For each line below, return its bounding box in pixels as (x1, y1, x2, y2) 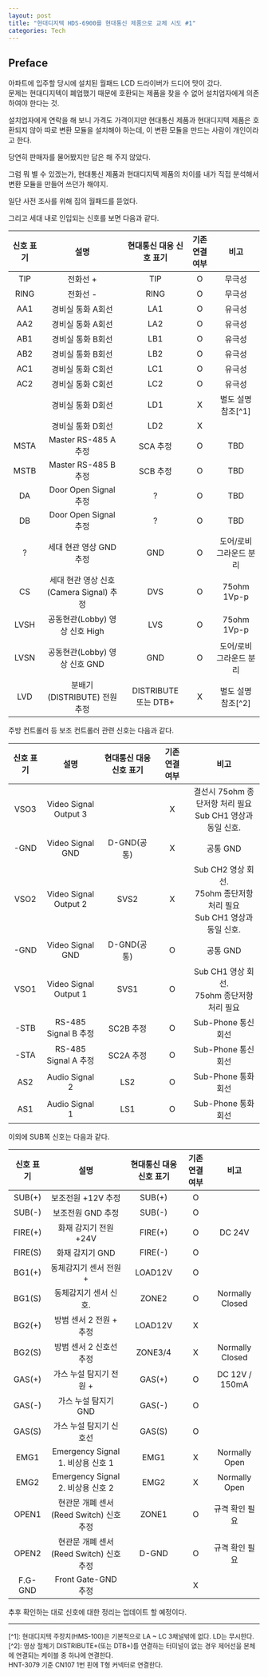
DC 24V (219, 1227, 250, 1238)
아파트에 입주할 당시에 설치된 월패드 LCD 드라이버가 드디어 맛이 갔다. (8, 78, 222, 88)
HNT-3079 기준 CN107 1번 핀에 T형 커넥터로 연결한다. (8, 1661, 164, 1670)
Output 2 (53, 899, 88, 910)
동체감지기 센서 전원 (50, 1263, 122, 1274)
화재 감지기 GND (56, 1248, 116, 1259)
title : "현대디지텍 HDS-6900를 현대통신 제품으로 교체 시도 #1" (8, 19, 196, 27)
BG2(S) (13, 1347, 42, 1358)
